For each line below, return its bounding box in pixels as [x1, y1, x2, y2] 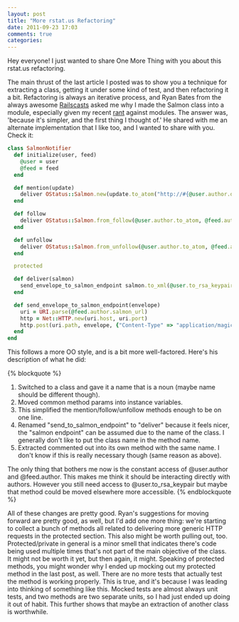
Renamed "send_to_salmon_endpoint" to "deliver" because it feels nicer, [17, 421, 230, 429]
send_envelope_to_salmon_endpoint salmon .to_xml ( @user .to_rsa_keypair [20, 282, 234, 290]
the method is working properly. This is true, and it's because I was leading [7, 577, 228, 586]
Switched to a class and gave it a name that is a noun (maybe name [17, 383, 216, 392]
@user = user [20, 158, 59, 165]
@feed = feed [20, 165, 59, 172]
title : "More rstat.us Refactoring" [7, 17, 116, 24]
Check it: [7, 131, 34, 140]
